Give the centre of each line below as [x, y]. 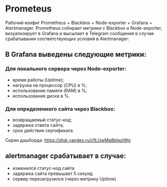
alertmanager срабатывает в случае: [66, 156]
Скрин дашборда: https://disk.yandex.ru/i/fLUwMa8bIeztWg [68, 140]
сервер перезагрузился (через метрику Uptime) [64, 178]
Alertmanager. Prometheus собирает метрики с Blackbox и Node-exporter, [84, 28]
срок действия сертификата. [43, 130]
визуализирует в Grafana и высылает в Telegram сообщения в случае [80, 33]
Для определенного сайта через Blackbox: [60, 109]
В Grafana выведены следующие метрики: [76, 55]
